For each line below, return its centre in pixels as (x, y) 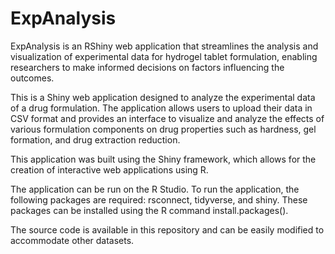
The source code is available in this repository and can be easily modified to (167, 229)
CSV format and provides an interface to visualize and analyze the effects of (167, 118)
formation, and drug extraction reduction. (95, 139)
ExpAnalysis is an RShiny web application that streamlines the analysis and (164, 46)
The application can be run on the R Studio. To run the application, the (155, 189)
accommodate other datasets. (72, 240)
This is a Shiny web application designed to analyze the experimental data (163, 97)
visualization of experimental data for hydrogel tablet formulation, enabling (164, 56)
